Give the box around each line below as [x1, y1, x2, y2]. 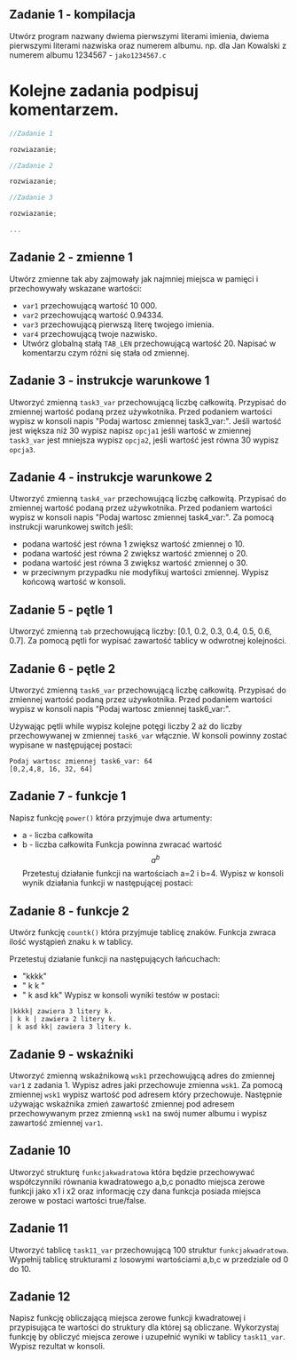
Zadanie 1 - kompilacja [9, 7, 136, 22]
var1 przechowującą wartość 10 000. [21, 300, 158, 310]
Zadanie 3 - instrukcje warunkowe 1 [9, 373, 210, 388]
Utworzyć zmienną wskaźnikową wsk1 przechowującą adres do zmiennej [9, 1070, 275, 1081]
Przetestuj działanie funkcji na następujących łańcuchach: [9, 954, 221, 964]
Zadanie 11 [9, 1221, 68, 1236]
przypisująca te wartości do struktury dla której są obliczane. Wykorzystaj [9, 1322, 279, 1332]
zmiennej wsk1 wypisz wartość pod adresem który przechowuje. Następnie [9, 1089, 283, 1100]
